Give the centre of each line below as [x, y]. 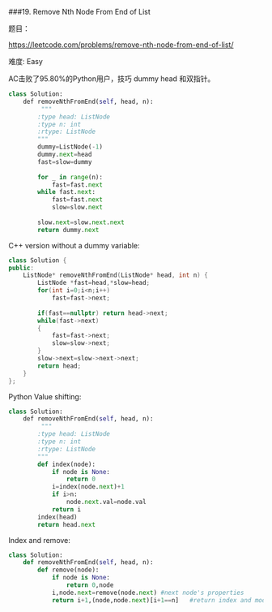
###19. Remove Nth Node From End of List [80, 12]
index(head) [58, 517]
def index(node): [66, 464]
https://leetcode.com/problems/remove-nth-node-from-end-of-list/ [121, 45]
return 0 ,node [90, 585]
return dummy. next [68, 230]
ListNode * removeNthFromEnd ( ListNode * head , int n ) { [115, 275]
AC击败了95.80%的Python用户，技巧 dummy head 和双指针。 [112, 79]
